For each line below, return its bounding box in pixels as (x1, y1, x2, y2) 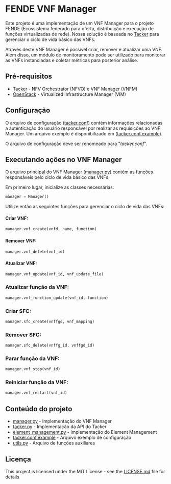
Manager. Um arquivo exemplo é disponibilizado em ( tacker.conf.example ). (5, 130, 163, 136)
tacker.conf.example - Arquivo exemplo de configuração (12, 434, 132, 441)
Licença (5, 455, 32, 463)
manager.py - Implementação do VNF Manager (12, 418, 112, 425)
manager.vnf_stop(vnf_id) (5, 367, 60, 372)
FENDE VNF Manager (5, 3, 97, 15)
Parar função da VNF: (5, 355, 60, 362)
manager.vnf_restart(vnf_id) (5, 390, 67, 395)
